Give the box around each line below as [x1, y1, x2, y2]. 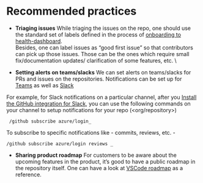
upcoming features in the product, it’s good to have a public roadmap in [15, 157, 196, 165]
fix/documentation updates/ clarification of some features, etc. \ [15, 57, 177, 64]
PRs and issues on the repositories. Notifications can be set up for [15, 75, 182, 82]
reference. [15, 171, 42, 178]
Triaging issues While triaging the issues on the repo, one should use [15, 24, 191, 32]
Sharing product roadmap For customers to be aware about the [15, 151, 177, 159]
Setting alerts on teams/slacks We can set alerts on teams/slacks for [15, 68, 191, 76]
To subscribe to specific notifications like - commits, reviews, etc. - [6, 129, 176, 136]
